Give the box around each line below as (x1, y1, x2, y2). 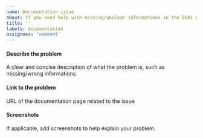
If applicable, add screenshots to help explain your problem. (6, 125, 156, 132)
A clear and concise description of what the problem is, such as (6, 64, 165, 71)
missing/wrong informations (6, 70, 76, 77)
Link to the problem (6, 84, 56, 91)
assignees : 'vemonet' (6, 31, 61, 38)
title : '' (6, 20, 31, 26)
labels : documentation (6, 25, 63, 32)
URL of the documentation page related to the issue (6, 97, 135, 105)
